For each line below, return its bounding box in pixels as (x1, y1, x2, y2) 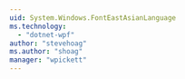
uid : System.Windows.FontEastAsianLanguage (9, 13, 177, 23)
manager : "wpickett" (9, 55, 88, 64)
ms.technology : (9, 22, 67, 31)
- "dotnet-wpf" (17, 30, 75, 39)
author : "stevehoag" (9, 38, 88, 48)
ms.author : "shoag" (9, 47, 83, 56)
